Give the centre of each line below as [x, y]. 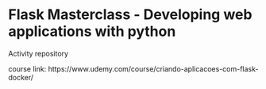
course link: [27, 68]
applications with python [92, 31]
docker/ [21, 77]
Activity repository [39, 53]
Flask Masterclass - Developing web [130, 15]
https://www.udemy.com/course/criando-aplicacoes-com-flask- [153, 68]
